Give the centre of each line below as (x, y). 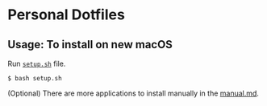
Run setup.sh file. (37, 63)
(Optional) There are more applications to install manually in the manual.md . (133, 93)
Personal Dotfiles (67, 15)
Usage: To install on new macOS (90, 45)
